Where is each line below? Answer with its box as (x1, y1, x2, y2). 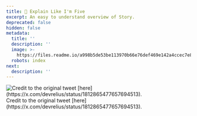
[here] (72, 97, 87, 104)
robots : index (11, 57, 46, 63)
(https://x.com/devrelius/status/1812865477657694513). (6, 103, 142, 110)
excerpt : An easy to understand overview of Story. (6, 14, 135, 20)
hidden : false (6, 25, 41, 31)
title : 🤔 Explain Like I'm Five (6, 8, 85, 15)
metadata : (6, 30, 30, 36)
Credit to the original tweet (6, 97, 71, 104)
